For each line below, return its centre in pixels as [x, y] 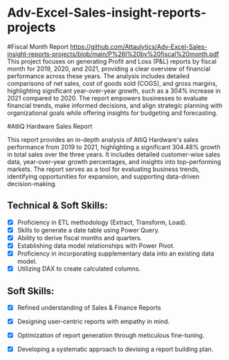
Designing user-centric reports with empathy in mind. [93, 321]
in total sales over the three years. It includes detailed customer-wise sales [114, 154]
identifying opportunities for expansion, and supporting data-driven [103, 176]
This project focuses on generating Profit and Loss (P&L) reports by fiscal [112, 61]
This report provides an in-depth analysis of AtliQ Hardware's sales [103, 139]
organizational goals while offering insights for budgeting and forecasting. [112, 113]
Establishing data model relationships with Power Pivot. [96, 245]
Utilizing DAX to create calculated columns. [79, 269]
